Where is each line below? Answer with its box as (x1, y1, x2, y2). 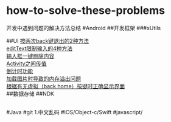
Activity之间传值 (6, 60, 47, 67)
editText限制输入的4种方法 (6, 45, 73, 52)
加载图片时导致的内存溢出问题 (6, 75, 81, 82)
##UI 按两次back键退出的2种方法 (6, 37, 89, 44)
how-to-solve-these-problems (6, 4, 166, 18)
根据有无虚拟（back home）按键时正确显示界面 (6, 82, 125, 89)
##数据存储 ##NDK (6, 90, 55, 97)
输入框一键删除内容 (6, 52, 55, 59)
